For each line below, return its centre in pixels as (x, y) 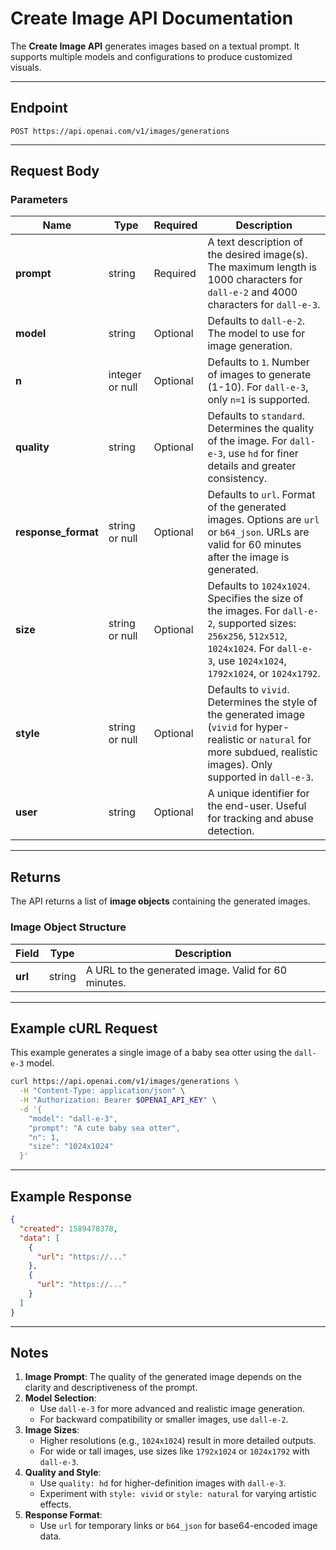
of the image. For (247, 441)
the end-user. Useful (257, 806)
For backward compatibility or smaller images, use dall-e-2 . (164, 1419)
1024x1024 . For (241, 649)
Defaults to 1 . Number (258, 362)
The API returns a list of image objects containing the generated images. (160, 901)
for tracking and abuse (260, 819)
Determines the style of (262, 702)
